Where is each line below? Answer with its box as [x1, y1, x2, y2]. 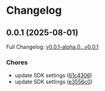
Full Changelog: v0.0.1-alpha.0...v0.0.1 [6, 43, 99, 50]
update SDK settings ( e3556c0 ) [14, 78, 93, 86]
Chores [6, 58, 28, 66]
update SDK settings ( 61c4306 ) [14, 72, 92, 79]
